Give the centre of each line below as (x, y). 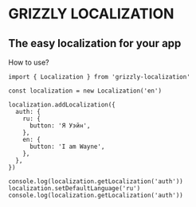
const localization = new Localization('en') (85, 91)
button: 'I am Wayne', (67, 146)
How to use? (29, 62)
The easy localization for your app (95, 43)
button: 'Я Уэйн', (60, 126)
